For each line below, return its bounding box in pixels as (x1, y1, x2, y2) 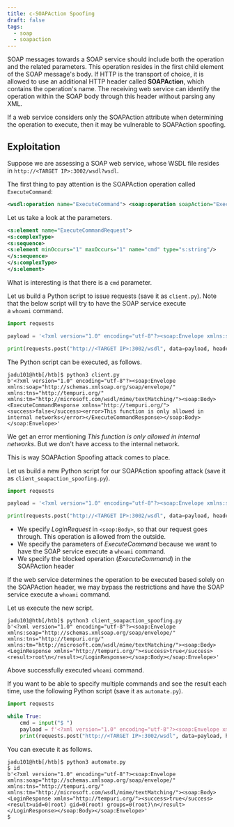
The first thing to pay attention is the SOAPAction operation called (7, 180, 196, 188)
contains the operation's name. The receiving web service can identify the (7, 85, 221, 93)
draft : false (7, 17, 45, 24)
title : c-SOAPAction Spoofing (7, 10, 95, 17)
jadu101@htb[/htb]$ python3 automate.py (7, 758, 127, 766)
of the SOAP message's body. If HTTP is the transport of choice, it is (7, 70, 204, 79)
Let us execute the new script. (7, 604, 94, 613)
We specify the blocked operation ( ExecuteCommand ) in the (17, 555, 192, 563)
